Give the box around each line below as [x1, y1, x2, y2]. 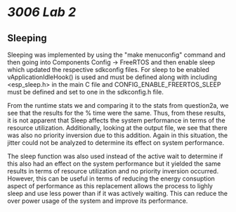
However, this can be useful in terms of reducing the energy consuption [7, 174, 216, 183]
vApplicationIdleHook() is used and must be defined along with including [7, 73, 218, 81]
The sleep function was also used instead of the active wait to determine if [7, 152, 223, 160]
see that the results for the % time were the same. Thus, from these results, [7, 109, 226, 117]
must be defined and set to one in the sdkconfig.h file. [7, 88, 164, 96]
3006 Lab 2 [7, 4, 77, 20]
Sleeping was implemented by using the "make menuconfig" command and [7, 50, 226, 59]
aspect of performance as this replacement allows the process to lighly [7, 182, 213, 190]
